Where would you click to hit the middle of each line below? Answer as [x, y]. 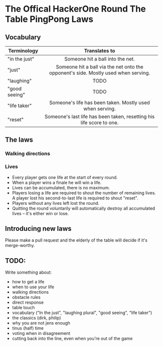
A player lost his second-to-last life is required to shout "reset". [75, 198]
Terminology [23, 51]
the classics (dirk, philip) [37, 318]
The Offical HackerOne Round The [75, 9]
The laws [19, 140]
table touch [23, 308]
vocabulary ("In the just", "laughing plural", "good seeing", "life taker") [82, 313]
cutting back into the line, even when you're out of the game [72, 339]
